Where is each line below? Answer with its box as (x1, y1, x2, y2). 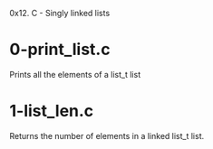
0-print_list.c (9, 40, 111, 60)
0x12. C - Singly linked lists (9, 8, 111, 18)
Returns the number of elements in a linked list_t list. (9, 130, 205, 141)
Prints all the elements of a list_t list (9, 69, 141, 79)
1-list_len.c (9, 101, 94, 121)
